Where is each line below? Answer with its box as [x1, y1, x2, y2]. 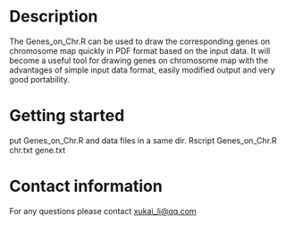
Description [9, 6, 98, 27]
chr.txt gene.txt [9, 144, 66, 155]
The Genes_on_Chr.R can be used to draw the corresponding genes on [9, 36, 271, 47]
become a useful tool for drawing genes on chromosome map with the [9, 55, 269, 65]
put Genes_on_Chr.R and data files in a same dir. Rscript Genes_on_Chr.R [9, 134, 277, 145]
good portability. [9, 74, 70, 84]
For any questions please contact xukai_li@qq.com [9, 205, 197, 216]
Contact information [9, 177, 163, 196]
